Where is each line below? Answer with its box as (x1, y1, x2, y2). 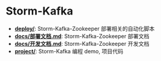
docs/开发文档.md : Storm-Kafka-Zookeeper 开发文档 (14, 40, 149, 47)
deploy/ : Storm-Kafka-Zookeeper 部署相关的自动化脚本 (14, 25, 155, 32)
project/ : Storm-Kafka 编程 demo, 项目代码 (14, 47, 124, 55)
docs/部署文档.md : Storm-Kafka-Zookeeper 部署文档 (14, 32, 149, 40)
